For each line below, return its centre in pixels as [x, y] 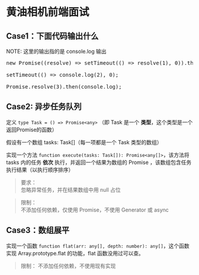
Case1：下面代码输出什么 [52, 36]
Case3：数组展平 [38, 230]
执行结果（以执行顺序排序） [40, 169]
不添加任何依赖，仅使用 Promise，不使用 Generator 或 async [94, 210]
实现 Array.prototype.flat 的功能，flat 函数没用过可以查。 [75, 253]
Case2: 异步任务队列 [44, 107]
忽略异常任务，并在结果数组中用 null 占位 [71, 189]
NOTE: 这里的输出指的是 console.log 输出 [56, 51]
